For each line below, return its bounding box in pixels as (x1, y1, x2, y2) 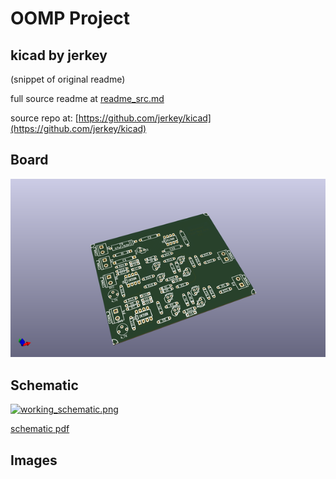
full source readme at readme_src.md (10, 93, 165, 104)
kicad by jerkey (10, 47, 108, 64)
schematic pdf (10, 423, 70, 435)
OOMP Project (10, 7, 131, 30)
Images (10, 452, 58, 469)
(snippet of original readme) (10, 73, 126, 85)
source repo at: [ (10, 112, 79, 124)
